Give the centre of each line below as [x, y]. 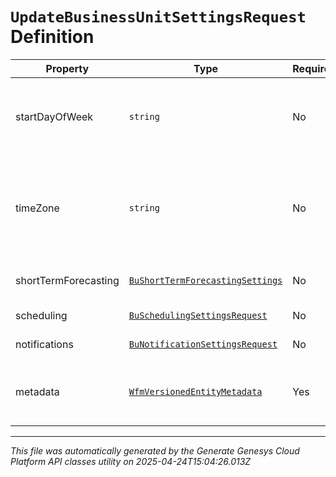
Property [67, 68]
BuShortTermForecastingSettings [205, 280]
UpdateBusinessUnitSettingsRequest [158, 17]
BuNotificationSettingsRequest [203, 344]
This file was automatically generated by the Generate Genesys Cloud [155, 450]
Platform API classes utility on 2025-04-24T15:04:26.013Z [131, 461]
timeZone [37, 208]
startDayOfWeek [54, 116]
